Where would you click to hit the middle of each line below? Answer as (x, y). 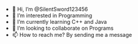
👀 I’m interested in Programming (52, 15)
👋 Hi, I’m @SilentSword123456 (50, 9)
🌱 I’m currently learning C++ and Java (59, 22)
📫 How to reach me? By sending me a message (72, 35)
